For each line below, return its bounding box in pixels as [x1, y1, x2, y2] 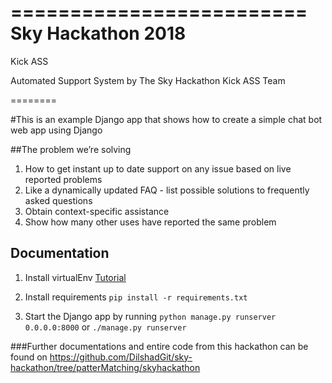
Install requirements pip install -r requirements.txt [24, 291, 248, 303]
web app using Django [10, 124, 103, 136]
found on [10, 351, 48, 363]
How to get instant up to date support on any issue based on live [24, 162, 292, 175]
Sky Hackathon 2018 [10, 22, 187, 45]
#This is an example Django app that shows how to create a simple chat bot [10, 113, 323, 125]
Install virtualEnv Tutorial [24, 271, 127, 283]
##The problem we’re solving [10, 143, 132, 155]
